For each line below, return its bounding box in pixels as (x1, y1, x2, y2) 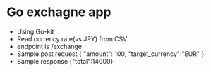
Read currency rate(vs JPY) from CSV (16, 34, 128, 43)
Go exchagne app (6, 4, 111, 20)
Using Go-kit (16, 27, 54, 36)
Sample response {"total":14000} (16, 57, 114, 65)
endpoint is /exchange (16, 42, 83, 50)
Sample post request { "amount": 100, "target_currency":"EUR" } (16, 50, 205, 58)
